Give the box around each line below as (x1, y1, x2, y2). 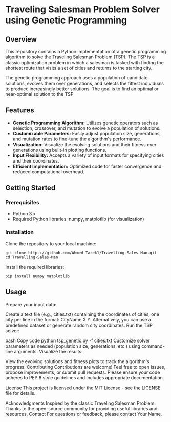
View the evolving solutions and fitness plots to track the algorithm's (5, 358, 149, 365)
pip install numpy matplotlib (5, 273, 70, 279)
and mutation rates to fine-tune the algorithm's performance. (12, 136, 142, 142)
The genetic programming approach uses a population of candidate (5, 75, 148, 81)
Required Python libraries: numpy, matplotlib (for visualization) (12, 216, 144, 222)
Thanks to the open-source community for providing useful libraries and (5, 405, 158, 411)
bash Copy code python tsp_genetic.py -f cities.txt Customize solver (5, 337, 150, 344)
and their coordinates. (12, 157, 60, 164)
